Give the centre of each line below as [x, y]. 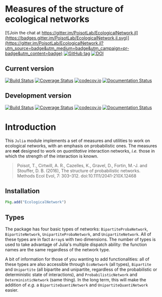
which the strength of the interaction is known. [52, 156]
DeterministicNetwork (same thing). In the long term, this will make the [76, 280]
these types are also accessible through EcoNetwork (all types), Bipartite [78, 264]
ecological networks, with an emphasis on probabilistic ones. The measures [81, 146]
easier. [12, 290]
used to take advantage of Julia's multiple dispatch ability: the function [76, 245]
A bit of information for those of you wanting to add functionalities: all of [77, 259]
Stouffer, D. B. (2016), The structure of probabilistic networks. [79, 171]
